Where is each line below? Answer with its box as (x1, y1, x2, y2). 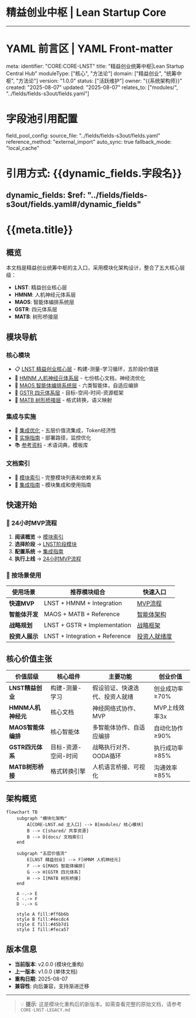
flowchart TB (6, 809, 38, 816)
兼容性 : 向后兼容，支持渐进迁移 (14, 983, 89, 990)
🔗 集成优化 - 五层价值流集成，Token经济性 (14, 427, 117, 434)
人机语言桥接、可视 (92, 763, 145, 771)
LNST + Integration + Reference (44, 632, 131, 640)
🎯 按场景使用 (6, 572, 42, 580)
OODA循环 (92, 752, 121, 760)
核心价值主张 (6, 654, 52, 664)
